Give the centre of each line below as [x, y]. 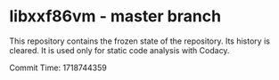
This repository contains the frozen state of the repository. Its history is [139, 41]
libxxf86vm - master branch [115, 16]
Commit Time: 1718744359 [58, 68]
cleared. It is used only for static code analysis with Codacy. [119, 50]
